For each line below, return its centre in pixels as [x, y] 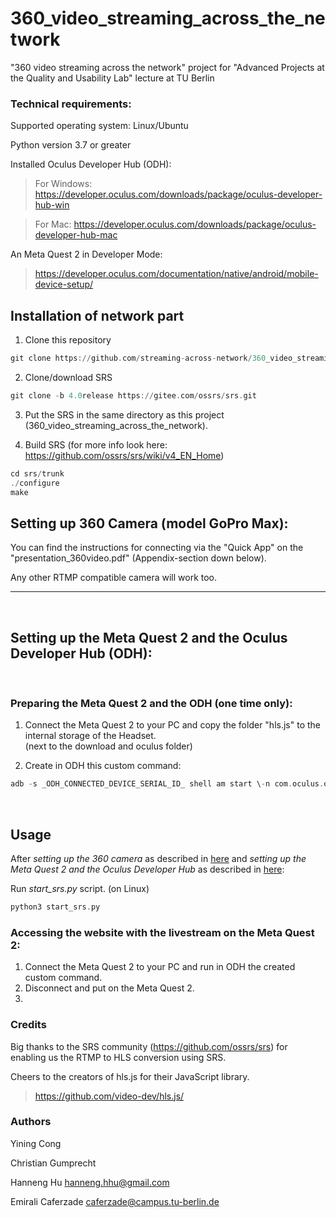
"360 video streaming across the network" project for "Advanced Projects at [167, 67]
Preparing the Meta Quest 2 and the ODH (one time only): [151, 703]
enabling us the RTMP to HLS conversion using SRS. [118, 1057]
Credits [28, 1025]
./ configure [35, 483]
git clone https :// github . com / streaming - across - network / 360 [138, 358]
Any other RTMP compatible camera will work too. [114, 578]
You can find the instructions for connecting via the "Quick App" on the [157, 548]
